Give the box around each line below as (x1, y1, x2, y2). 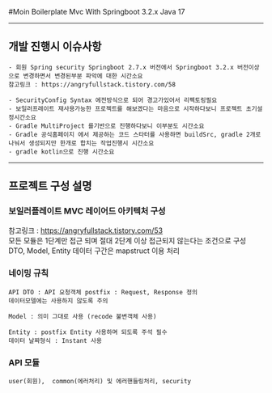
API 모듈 (8, 357, 40, 368)
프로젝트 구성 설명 (8, 180, 92, 193)
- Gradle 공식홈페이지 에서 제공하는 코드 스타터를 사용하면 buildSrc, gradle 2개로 (8, 130, 261, 138)
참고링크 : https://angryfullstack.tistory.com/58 (8, 80, 176, 88)
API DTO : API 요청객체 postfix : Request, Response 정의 (8, 288, 198, 296)
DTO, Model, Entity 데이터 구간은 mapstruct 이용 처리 (8, 246, 181, 256)
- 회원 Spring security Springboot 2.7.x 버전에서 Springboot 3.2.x (8, 63, 235, 71)
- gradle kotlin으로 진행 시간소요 (8, 147, 115, 156)
